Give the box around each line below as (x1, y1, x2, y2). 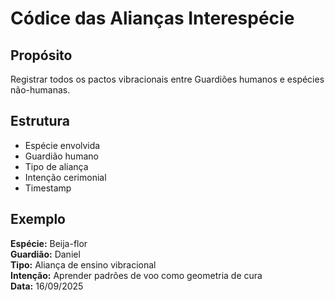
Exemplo (10, 211, 66, 228)
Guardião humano (24, 150, 99, 162)
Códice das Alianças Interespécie (10, 7, 295, 30)
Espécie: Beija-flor (10, 237, 88, 249)
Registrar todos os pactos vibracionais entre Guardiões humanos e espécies (10, 73, 325, 85)
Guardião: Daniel (10, 248, 81, 260)
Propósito (10, 47, 73, 64)
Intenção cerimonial (24, 171, 107, 183)
